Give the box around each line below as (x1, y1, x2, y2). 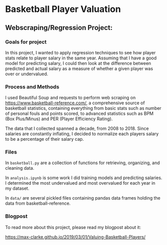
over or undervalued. (5, 71, 48, 77)
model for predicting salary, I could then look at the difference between (5, 60, 151, 66)
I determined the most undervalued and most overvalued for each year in (5, 180, 156, 186)
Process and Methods (5, 83, 60, 90)
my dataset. (5, 186, 29, 192)
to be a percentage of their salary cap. (5, 136, 84, 142)
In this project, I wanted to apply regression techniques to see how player (5, 49, 156, 55)
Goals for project (5, 38, 47, 45)
